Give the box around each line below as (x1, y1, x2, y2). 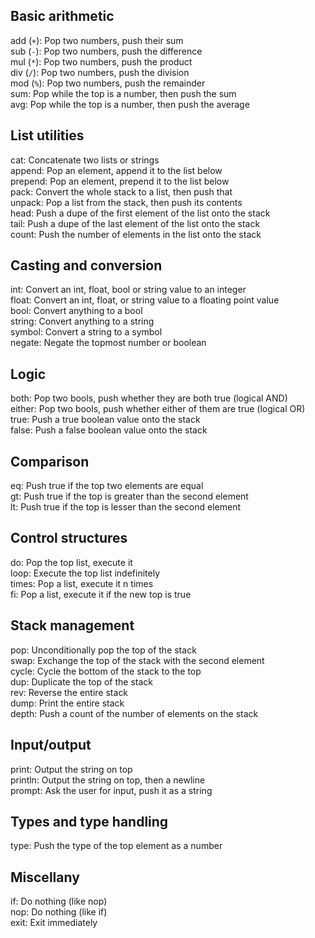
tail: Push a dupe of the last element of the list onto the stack (10, 217, 261, 229)
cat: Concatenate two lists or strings (10, 154, 160, 166)
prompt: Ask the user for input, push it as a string (10, 784, 213, 796)
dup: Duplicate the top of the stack (10, 675, 154, 688)
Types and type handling (10, 813, 169, 830)
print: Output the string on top (10, 763, 133, 775)
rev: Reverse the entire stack (10, 686, 129, 698)
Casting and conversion (10, 257, 163, 274)
